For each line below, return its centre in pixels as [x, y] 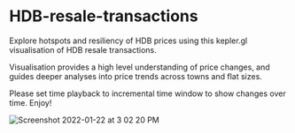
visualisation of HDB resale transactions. [83, 49]
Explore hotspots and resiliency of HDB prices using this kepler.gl [128, 41]
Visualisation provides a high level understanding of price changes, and [140, 67]
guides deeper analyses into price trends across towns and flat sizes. [136, 76]
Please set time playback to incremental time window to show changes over [147, 93]
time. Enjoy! [31, 102]
